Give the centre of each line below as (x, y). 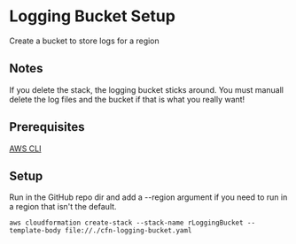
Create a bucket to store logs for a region (84, 41)
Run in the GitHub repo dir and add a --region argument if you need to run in (148, 197)
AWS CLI (25, 149)
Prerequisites (47, 127)
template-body (35, 231)
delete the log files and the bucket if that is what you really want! (127, 99)
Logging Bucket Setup (92, 16)
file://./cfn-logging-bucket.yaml (129, 231)
